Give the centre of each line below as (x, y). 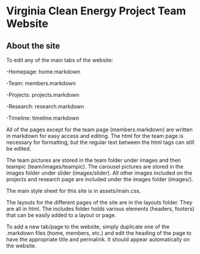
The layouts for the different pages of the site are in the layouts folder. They (99, 202)
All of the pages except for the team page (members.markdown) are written (99, 129)
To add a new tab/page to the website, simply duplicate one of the (88, 227)
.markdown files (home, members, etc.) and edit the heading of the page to (99, 233)
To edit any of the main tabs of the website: (60, 60)
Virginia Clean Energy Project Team (96, 11)
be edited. (19, 149)
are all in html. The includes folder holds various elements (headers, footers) (100, 209)
